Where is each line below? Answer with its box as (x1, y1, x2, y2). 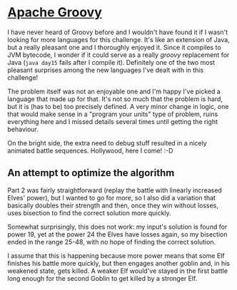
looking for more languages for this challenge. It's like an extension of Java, (7, 35, 230, 43)
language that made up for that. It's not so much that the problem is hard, (7, 94, 223, 103)
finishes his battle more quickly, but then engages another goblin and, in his (7, 259, 231, 267)
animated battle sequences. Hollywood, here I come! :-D (7, 146, 173, 155)
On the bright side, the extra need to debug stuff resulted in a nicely (7, 138, 207, 147)
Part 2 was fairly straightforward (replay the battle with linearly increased (7, 186, 223, 195)
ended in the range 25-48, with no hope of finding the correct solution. (7, 237, 216, 246)
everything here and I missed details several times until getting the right (7, 117, 218, 125)
